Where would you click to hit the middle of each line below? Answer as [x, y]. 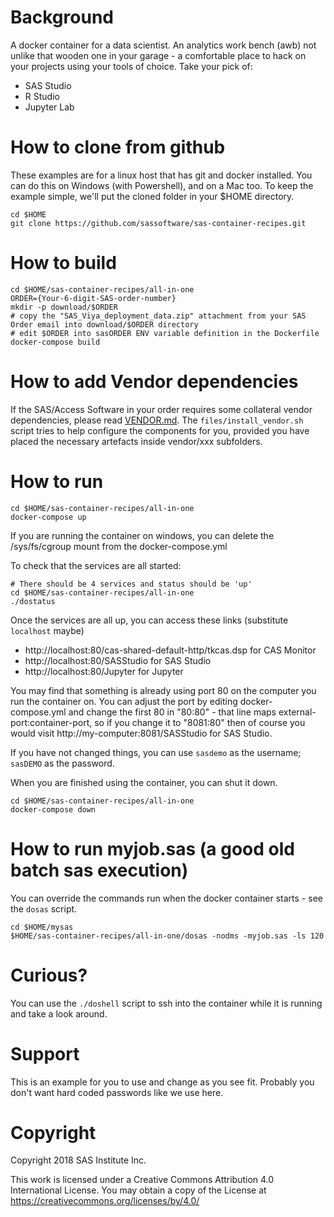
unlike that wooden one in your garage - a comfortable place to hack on [158, 55]
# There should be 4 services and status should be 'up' [131, 584]
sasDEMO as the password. [62, 763]
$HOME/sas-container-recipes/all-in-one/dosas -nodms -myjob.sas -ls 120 [167, 936]
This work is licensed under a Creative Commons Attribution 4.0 [142, 1180]
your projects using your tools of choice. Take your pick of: [131, 66]
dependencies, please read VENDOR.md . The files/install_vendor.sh [157, 420]
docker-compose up [48, 517]
